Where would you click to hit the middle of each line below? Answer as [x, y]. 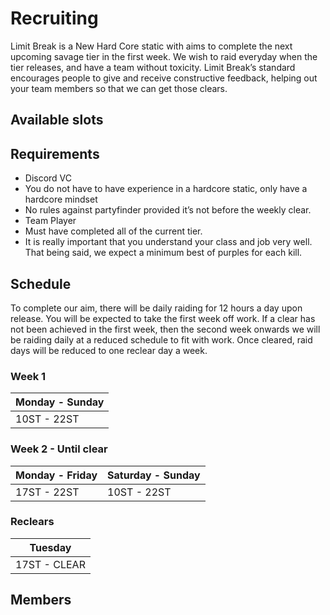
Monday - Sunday [60, 402]
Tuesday [50, 547]
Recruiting [54, 18]
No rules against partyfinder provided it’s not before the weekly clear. [168, 210]
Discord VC [48, 178]
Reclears [32, 522]
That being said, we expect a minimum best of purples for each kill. [163, 253]
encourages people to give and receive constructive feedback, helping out [164, 78]
